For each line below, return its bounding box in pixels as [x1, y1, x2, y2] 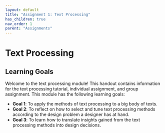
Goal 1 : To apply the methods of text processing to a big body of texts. [12, 101, 157, 107]
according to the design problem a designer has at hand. [12, 111, 129, 117]
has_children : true [5, 16, 46, 21]
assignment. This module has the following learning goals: [5, 91, 125, 97]
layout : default [5, 7, 39, 12]
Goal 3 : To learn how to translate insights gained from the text [12, 117, 140, 123]
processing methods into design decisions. [12, 122, 101, 128]
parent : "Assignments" [5, 26, 52, 31]
